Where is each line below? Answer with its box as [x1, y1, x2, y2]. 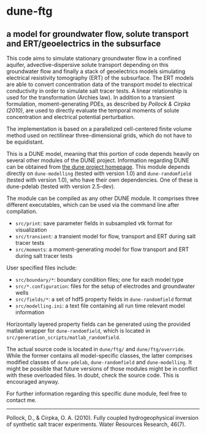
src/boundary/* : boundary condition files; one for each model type [15, 276, 184, 283]
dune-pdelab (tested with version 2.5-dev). [6, 183, 115, 190]
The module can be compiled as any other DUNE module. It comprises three [6, 195, 199, 202]
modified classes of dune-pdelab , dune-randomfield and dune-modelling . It [6, 358, 192, 366]
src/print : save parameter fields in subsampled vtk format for [15, 220, 173, 227]
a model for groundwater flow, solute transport [6, 29, 189, 39]
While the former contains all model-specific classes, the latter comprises [6, 352, 193, 359]
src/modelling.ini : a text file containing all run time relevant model [15, 302, 185, 309]
